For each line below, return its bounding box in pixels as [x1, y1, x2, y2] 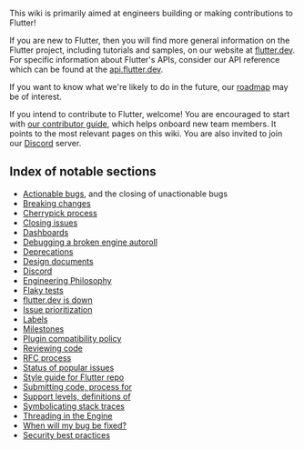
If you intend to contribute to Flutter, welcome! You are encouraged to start [9, 109, 290, 119]
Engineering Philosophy [22, 274, 112, 285]
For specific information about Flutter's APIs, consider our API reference [9, 55, 280, 65]
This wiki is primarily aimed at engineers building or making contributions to [9, 8, 294, 18]
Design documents [22, 255, 94, 266]
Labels [22, 314, 48, 324]
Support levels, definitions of [22, 391, 131, 402]
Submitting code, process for [22, 381, 133, 392]
